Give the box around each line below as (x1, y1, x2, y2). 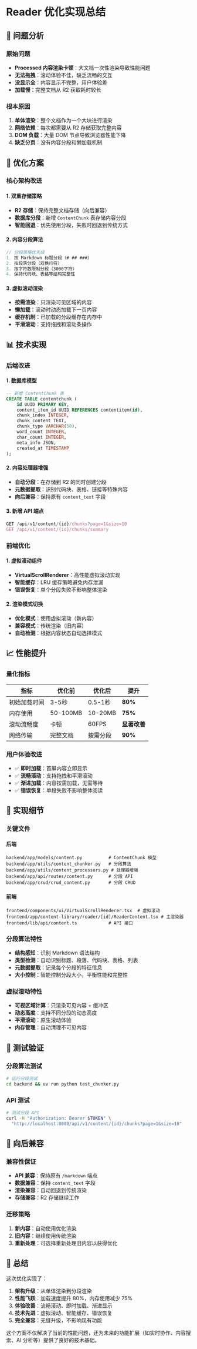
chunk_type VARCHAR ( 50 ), (16, 423, 77, 429)
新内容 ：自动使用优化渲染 (14, 1224, 77, 1232)
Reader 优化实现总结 (6, 5, 106, 19)
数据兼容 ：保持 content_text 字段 (14, 1180, 96, 1187)
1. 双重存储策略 (6, 192, 42, 200)
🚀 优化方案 (6, 158, 44, 168)
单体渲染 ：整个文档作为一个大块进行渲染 (14, 117, 113, 124)
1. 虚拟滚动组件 (6, 557, 42, 565)
